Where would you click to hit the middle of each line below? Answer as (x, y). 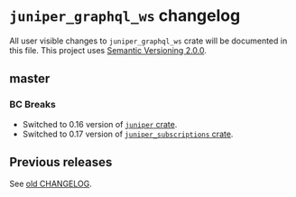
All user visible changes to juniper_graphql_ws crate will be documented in (148, 41)
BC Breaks (32, 105)
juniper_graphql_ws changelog (125, 16)
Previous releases (61, 162)
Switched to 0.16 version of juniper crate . (100, 124)
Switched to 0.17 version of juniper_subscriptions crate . (128, 134)
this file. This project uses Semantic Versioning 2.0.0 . (108, 50)
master (30, 79)
